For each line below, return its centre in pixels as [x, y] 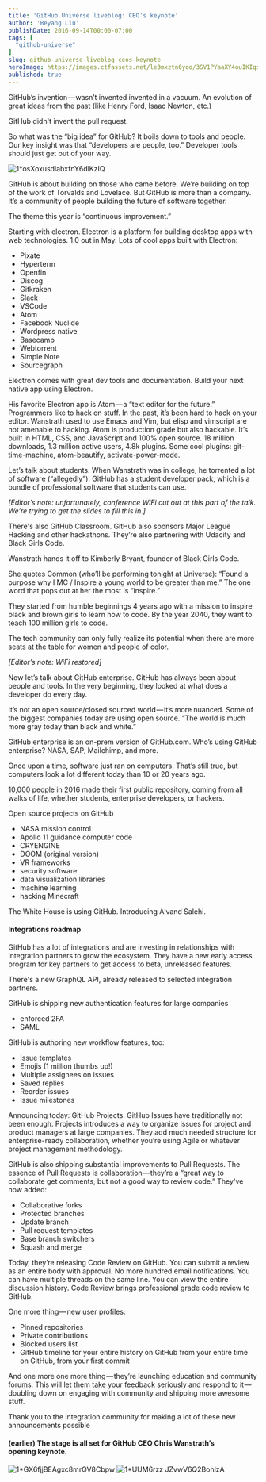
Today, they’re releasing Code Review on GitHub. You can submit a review [129, 1262]
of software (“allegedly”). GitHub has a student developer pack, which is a [129, 478]
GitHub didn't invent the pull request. [68, 121]
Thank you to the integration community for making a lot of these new [122, 1416]
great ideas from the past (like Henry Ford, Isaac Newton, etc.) [110, 106]
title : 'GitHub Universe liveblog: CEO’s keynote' [93, 15]
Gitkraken [35, 289]
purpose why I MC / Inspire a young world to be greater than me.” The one [129, 582]
